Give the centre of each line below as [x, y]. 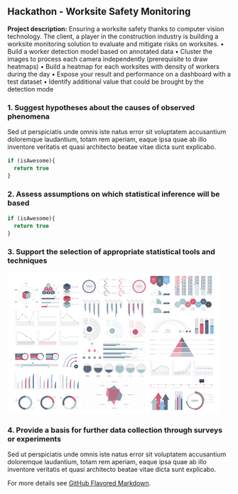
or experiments [34, 439]
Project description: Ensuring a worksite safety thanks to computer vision [116, 28]
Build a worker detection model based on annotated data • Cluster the [110, 51]
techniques [27, 260]
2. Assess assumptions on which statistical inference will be [114, 194]
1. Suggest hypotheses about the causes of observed [101, 107]
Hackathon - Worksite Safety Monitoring [99, 12]
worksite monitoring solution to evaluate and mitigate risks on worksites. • [116, 44]
